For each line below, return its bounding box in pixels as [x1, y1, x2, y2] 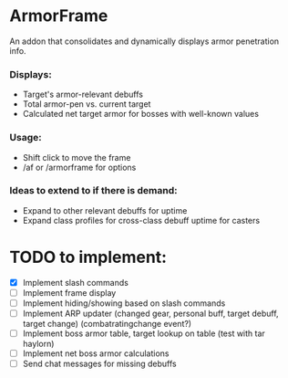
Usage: [9, 131, 43, 144]
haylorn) [22, 339, 55, 350]
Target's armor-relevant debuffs [22, 89, 144, 100]
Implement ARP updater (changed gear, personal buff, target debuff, [22, 308, 280, 319]
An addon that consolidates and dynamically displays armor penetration [9, 36, 280, 47]
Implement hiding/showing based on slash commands [22, 298, 226, 309]
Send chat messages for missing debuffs [22, 358, 177, 370]
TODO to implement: [9, 247, 167, 268]
